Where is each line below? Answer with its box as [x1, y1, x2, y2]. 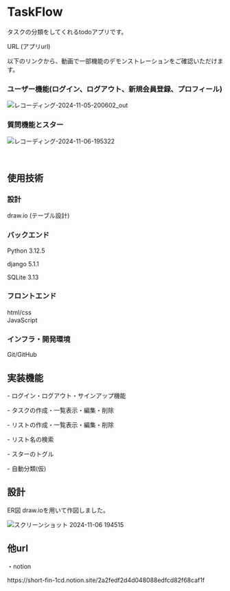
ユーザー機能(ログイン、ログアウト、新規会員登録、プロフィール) [7, 84, 223, 93]
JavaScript [7, 316, 38, 324]
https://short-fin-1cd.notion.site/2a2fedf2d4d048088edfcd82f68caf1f [7, 576, 205, 584]
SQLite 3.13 [7, 273, 39, 281]
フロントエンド [7, 291, 57, 301]
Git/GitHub [7, 351, 38, 359]
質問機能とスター [7, 120, 64, 130]
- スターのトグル [7, 450, 54, 458]
